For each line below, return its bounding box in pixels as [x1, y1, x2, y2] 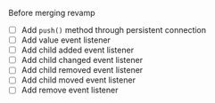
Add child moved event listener [21, 75, 136, 85]
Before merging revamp [8, 8, 95, 18]
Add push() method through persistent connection [21, 25, 207, 35]
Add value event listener [21, 35, 111, 45]
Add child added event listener [21, 44, 135, 56]
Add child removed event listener [21, 65, 144, 75]
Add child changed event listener [21, 55, 144, 66]
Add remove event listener [21, 84, 119, 96]
